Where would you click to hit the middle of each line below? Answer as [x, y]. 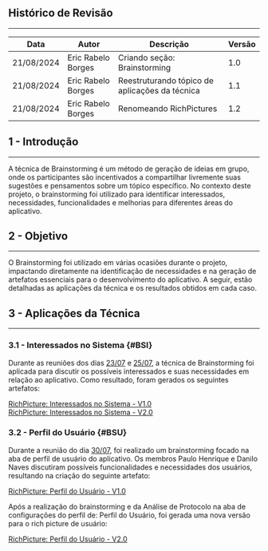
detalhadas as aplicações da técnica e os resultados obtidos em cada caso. [133, 288]
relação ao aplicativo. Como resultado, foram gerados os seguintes [118, 379]
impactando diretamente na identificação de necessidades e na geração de [132, 272]
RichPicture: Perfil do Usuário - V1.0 [67, 491]
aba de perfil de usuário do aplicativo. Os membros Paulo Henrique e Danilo [133, 458]
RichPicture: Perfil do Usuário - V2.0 [68, 539]
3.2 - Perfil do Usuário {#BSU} [68, 433]
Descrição [169, 44]
